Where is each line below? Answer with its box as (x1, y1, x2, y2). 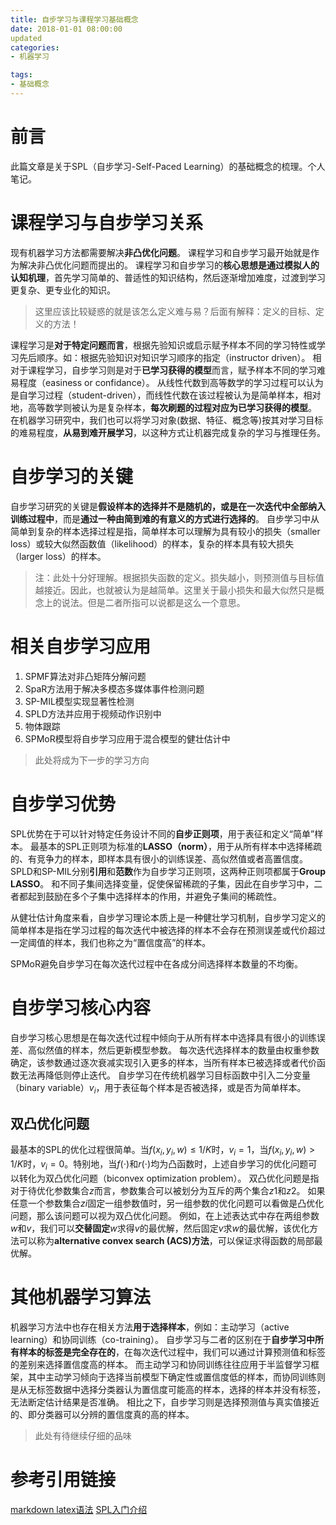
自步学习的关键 (10, 465, 134, 488)
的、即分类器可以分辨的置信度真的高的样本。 (10, 1408, 195, 1420)
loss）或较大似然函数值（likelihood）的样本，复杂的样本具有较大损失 (10, 537, 295, 550)
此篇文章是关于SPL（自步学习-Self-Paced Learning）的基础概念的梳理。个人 (10, 160, 326, 172)
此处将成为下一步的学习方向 (34, 754, 150, 766)
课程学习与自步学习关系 (10, 212, 204, 234)
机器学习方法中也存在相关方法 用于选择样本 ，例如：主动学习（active (10, 1321, 290, 1333)
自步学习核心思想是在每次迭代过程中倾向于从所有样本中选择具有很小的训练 (10, 1031, 317, 1043)
